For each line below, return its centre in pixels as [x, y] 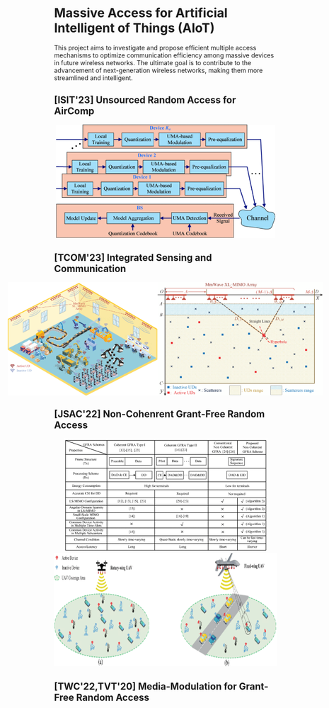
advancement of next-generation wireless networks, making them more [158, 70]
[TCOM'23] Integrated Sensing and [133, 258]
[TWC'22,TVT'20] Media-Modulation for [146, 686]
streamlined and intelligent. [93, 78]
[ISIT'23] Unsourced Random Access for [145, 100]
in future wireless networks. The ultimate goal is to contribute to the [153, 62]
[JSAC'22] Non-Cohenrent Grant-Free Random [160, 414]
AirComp [74, 111]
